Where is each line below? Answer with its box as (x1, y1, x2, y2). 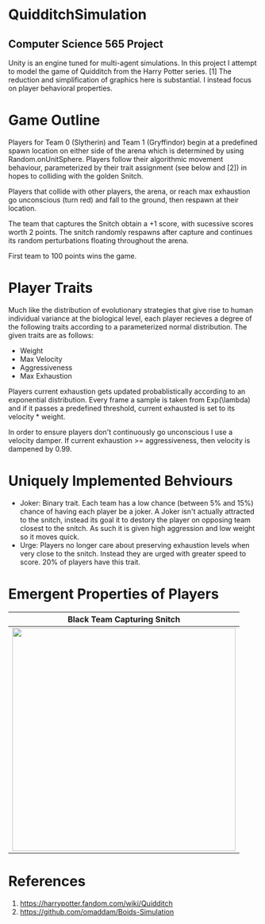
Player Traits (8, 279, 94, 297)
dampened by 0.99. (8, 444, 72, 453)
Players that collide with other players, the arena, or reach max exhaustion (8, 187, 251, 196)
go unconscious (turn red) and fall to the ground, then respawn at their (8, 194, 240, 204)
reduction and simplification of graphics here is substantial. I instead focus (8, 75, 252, 84)
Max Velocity (19, 354, 63, 364)
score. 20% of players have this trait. (19, 557, 141, 567)
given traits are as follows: (8, 330, 94, 340)
